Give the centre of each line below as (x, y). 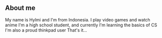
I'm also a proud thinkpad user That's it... (46, 30)
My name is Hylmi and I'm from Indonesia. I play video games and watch (78, 19)
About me (20, 8)
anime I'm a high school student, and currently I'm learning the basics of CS (81, 25)
